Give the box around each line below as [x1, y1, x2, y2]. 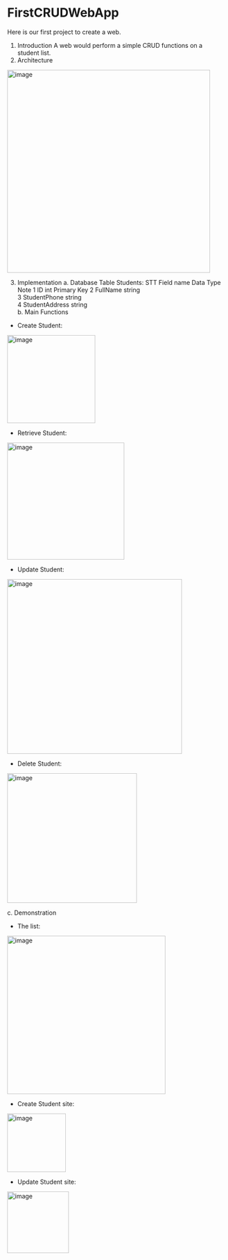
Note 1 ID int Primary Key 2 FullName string [17, 286, 141, 294]
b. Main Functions [17, 307, 69, 316]
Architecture [17, 55, 53, 64]
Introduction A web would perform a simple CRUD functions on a [17, 41, 203, 49]
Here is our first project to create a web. [7, 28, 121, 36]
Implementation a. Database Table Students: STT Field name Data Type [17, 278, 221, 286]
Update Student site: [17, 1177, 76, 1186]
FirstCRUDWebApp [7, 5, 119, 21]
